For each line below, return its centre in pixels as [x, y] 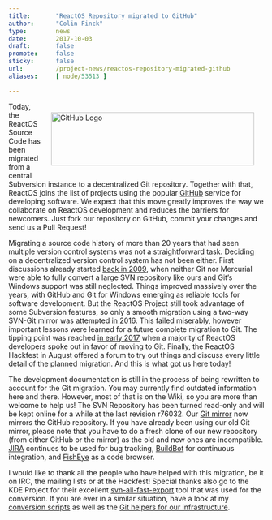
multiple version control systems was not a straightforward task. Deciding [132, 251]
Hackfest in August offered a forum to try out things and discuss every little [134, 355]
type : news [39, 31]
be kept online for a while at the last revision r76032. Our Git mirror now [128, 414]
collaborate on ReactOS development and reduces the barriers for [119, 210]
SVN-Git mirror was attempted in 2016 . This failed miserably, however [125, 320]
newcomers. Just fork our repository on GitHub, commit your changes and [133, 218]
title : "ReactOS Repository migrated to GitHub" [103, 16]
